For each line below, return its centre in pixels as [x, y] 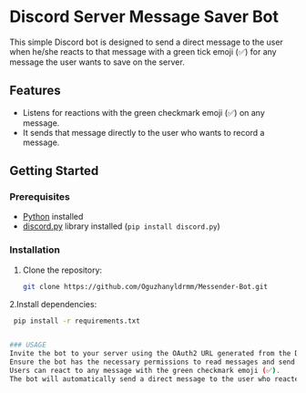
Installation [35, 250]
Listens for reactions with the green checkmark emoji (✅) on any [144, 112]
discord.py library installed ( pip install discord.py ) [121, 226]
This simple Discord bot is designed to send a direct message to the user [147, 42]
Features [35, 91]
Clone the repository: [62, 270]
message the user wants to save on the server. [97, 62]
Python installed [53, 217]
